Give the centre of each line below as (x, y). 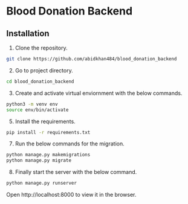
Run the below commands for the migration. (70, 144)
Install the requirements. (45, 121)
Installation (28, 33)
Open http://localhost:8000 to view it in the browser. (71, 195)
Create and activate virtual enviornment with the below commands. (99, 93)
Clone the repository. (41, 48)
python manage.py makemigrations (48, 155)
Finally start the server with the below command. (76, 172)
